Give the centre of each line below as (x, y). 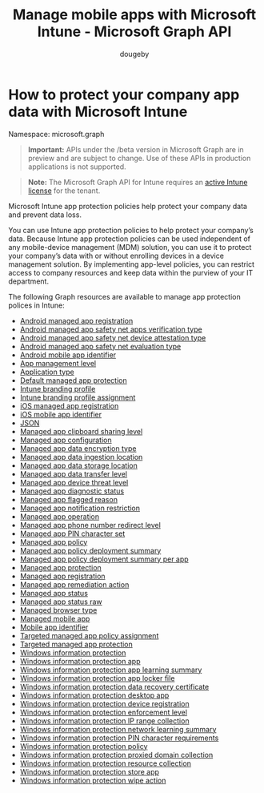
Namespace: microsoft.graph (56, 134)
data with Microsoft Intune (98, 112)
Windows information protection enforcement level (104, 712)
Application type (47, 372)
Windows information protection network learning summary (118, 729)
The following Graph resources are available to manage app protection (125, 296)
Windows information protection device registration (104, 703)
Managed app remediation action (74, 584)
